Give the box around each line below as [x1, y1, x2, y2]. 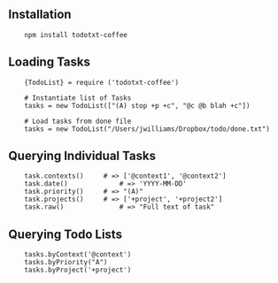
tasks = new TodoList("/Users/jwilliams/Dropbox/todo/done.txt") [24, 124, 271, 134]
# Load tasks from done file [24, 117, 132, 126]
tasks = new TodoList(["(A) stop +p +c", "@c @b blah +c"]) [24, 101, 251, 110]
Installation [8, 7, 72, 22]
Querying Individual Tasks [8, 149, 157, 164]
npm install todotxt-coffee [24, 30, 127, 39]
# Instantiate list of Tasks [24, 93, 132, 103]
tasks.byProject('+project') [24, 265, 132, 275]
